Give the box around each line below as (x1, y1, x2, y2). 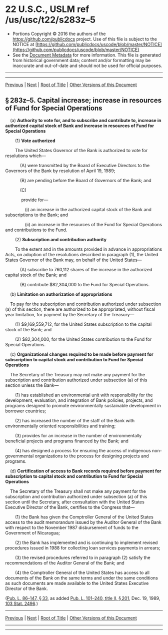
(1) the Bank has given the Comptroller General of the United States (14, 514, 153, 520)
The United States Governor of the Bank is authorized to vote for (14, 147, 148, 153)
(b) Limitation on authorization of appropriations (9, 291, 112, 297)
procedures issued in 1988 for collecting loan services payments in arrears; (5, 544, 160, 551)
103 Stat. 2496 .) (5, 600, 38, 606)
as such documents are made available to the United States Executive (5, 580, 149, 586)
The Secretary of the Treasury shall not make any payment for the (9, 488, 146, 494)
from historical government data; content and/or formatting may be (12, 57, 151, 63)
